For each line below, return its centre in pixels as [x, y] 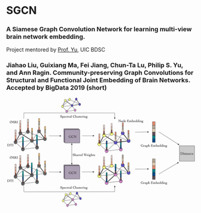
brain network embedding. [46, 37]
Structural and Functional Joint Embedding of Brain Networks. [98, 80]
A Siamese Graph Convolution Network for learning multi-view [99, 29]
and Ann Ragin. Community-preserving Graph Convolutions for [100, 73]
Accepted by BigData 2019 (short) [57, 88]
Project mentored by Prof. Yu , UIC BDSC [56, 50]
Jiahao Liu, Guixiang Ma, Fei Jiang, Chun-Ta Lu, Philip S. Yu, [95, 65]
